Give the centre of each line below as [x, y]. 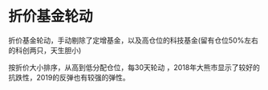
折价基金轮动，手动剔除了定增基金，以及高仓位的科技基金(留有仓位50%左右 [133, 40]
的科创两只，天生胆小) [45, 50]
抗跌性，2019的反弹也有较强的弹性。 [69, 77]
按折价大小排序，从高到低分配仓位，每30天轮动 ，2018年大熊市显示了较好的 [134, 67]
